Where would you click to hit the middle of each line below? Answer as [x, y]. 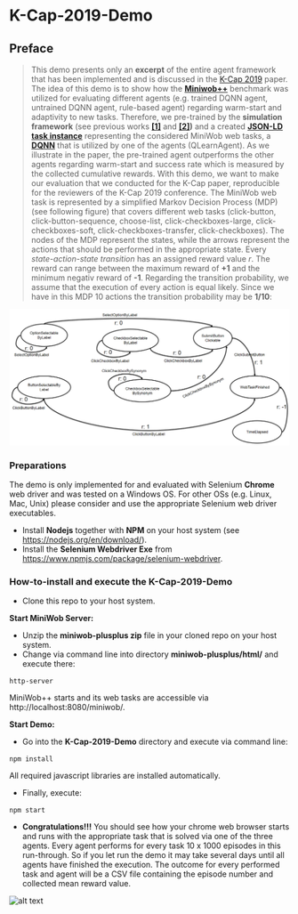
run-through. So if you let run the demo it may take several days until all [153, 855]
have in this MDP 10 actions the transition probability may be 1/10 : [152, 296]
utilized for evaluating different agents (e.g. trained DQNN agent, [149, 98]
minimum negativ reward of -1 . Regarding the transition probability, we [160, 278]
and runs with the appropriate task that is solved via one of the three [147, 837]
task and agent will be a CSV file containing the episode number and [148, 874]
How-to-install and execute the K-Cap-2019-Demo [121, 581]
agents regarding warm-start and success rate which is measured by [157, 164]
